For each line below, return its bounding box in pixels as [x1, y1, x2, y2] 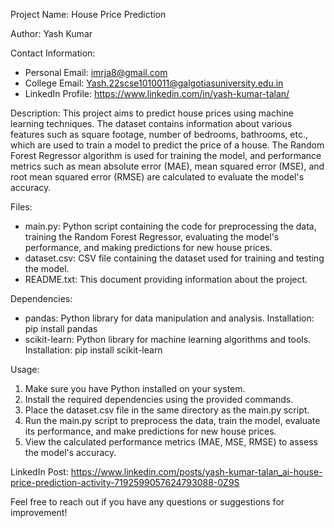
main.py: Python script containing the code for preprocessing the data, [24, 220, 317, 232]
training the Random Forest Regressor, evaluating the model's [24, 231, 280, 243]
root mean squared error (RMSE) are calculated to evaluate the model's [10, 171, 305, 183]
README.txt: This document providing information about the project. [24, 274, 308, 285]
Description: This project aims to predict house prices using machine [10, 107, 294, 119]
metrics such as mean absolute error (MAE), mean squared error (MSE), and [10, 160, 325, 172]
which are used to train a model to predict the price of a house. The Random [10, 139, 325, 151]
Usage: [10, 364, 40, 375]
